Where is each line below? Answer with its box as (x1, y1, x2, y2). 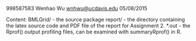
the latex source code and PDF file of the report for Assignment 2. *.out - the (6, 23, 191, 29)
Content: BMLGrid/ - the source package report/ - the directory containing (6, 16, 185, 23)
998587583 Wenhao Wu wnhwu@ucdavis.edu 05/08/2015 (6, 5, 147, 12)
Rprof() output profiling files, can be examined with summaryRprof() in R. (6, 28, 182, 35)
